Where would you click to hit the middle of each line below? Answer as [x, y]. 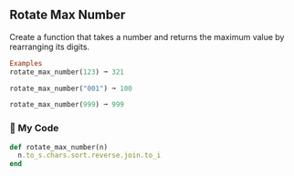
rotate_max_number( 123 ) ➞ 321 [67, 72]
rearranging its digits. [49, 47]
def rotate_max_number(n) [58, 147]
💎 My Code [34, 129]
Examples [26, 63]
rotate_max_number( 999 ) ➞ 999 [67, 105]
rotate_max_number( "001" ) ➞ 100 [71, 88]
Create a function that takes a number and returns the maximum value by [147, 36]
